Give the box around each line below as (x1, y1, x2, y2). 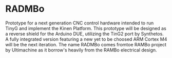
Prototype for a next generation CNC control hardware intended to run (5, 20, 154, 26)
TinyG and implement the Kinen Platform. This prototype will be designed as (5, 25, 167, 31)
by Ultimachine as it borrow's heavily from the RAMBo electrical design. (5, 47, 158, 53)
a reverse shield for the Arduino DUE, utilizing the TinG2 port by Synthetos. (5, 31, 164, 37)
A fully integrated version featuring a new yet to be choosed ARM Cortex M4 (5, 36, 167, 42)
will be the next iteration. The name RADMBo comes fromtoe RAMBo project (5, 41, 167, 47)
